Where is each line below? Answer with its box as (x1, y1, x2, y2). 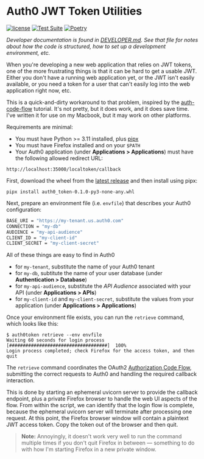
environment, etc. (6, 49, 51, 56)
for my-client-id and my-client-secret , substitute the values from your (15, 295, 194, 303)
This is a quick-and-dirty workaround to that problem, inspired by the (6, 99, 180, 106)
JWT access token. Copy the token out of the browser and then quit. (6, 421, 178, 429)
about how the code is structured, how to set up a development (6, 43, 166, 50)
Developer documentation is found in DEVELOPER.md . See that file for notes (6, 36, 199, 43)
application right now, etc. (6, 86, 71, 94)
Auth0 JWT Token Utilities (6, 4, 142, 18)
